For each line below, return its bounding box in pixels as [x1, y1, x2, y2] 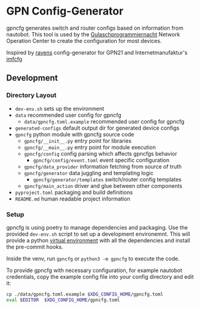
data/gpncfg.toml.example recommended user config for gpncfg [24, 118, 185, 125]
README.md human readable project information [15, 195, 131, 202]
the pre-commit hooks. [6, 243, 63, 250]
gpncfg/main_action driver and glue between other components [24, 182, 182, 189]
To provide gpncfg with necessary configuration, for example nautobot [6, 267, 182, 274]
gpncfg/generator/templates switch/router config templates [33, 176, 182, 183]
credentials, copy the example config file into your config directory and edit [6, 273, 195, 280]
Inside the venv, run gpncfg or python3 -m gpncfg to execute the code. [6, 254, 180, 262]
